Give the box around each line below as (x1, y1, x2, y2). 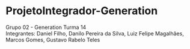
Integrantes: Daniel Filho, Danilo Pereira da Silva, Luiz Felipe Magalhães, (5, 30, 184, 37)
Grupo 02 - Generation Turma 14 (5, 24, 87, 31)
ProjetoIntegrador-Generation (5, 4, 158, 18)
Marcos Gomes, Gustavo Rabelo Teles (5, 36, 100, 43)
